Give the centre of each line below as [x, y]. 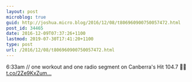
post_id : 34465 [25, 28]
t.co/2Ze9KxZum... [29, 73]
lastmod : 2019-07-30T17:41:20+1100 [50, 39]
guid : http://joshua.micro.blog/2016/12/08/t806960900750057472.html [94, 22]
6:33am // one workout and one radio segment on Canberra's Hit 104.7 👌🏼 [97, 67]
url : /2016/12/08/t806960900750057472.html [61, 50]
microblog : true [26, 17]
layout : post [22, 12]
